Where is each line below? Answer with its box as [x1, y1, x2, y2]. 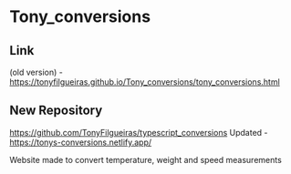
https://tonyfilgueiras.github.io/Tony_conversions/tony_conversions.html [9, 77, 280, 87]
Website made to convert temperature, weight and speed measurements [9, 154, 283, 165]
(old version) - [9, 67, 64, 77]
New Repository [9, 103, 103, 118]
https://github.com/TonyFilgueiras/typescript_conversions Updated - [9, 127, 268, 138]
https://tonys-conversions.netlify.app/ [9, 137, 152, 148]
